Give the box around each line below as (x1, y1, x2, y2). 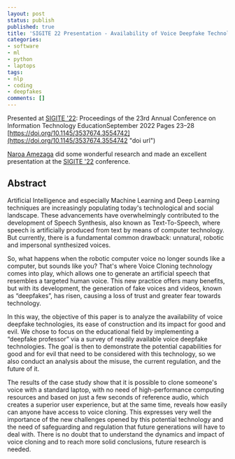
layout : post (7, 10, 45, 17)
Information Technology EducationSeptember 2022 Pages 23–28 (7, 122, 194, 129)
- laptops (7, 62, 36, 69)
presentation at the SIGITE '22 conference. (7, 157, 131, 165)
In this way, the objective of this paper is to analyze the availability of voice (7, 312, 223, 320)
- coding (7, 82, 33, 89)
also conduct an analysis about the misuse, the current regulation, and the (7, 357, 222, 365)
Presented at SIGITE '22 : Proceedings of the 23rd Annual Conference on (7, 114, 216, 122)
